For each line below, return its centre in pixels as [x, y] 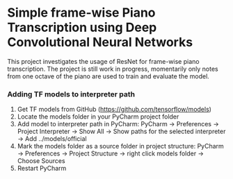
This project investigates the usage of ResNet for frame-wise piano [103, 61]
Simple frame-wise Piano [81, 13]
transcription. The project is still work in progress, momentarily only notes [113, 69]
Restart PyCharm [42, 169]
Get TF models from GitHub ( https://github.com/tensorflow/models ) [114, 110]
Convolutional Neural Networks [100, 42]
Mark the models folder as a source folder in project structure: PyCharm [120, 146]
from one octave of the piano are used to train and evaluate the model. [109, 76]
